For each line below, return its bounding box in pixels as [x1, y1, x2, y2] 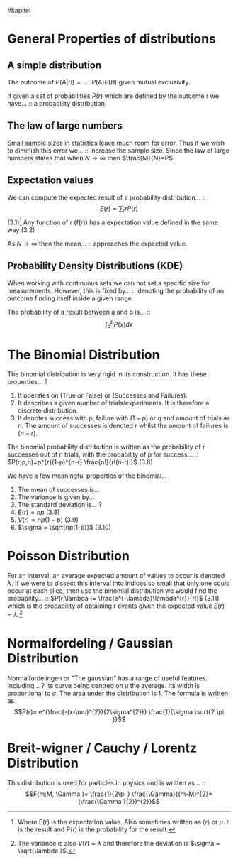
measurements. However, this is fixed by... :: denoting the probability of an [7, 286, 225, 295]
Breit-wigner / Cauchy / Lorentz [7, 740, 198, 755]
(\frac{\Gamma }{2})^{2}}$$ [77, 797, 161, 805]
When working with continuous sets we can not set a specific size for [7, 278, 210, 287]
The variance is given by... [17, 493, 95, 501]
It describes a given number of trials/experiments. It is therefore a [17, 399, 210, 408]
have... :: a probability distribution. [7, 99, 107, 107]
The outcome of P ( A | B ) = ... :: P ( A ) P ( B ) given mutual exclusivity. [7, 78, 191, 86]
